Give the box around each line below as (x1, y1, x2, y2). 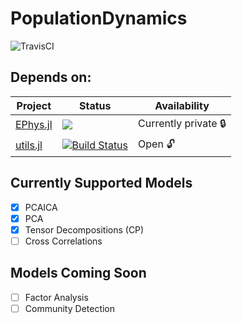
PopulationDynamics (10, 7, 188, 30)
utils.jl (15, 138, 43, 152)
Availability (154, 98, 210, 112)
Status (79, 98, 112, 112)
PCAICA (24, 201, 58, 213)
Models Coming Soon (10, 265, 147, 282)
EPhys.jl (15, 118, 53, 132)
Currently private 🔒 (138, 116, 227, 130)
